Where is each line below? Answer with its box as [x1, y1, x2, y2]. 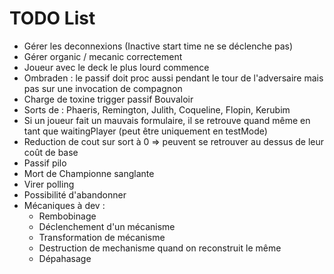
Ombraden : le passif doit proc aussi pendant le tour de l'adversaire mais [23, 72, 324, 84]
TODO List [9, 7, 96, 30]
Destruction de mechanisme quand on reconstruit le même [38, 242, 282, 254]
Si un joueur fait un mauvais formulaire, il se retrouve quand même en [23, 114, 311, 126]
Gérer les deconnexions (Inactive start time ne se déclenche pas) [23, 40, 293, 52]
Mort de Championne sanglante [23, 167, 155, 179]
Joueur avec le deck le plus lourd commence [23, 61, 210, 73]
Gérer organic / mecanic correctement [23, 50, 183, 62]
